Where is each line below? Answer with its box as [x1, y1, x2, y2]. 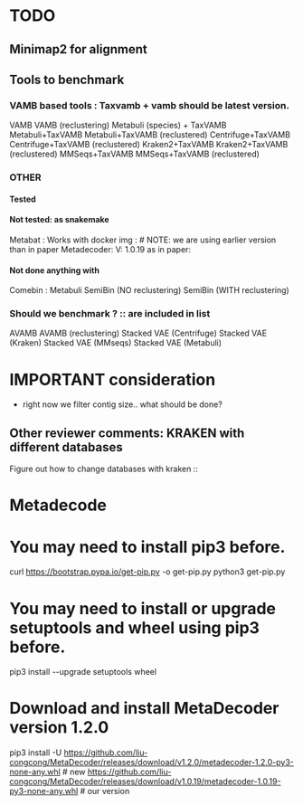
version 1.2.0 [9, 717, 109, 738]
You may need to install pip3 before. [9, 536, 286, 557]
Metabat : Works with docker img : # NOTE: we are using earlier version [9, 234, 277, 245]
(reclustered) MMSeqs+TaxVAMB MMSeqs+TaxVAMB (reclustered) [9, 148, 260, 159]
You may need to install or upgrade [9, 598, 277, 619]
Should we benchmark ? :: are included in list [9, 308, 211, 320]
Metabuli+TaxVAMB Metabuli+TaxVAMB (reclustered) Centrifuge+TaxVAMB [9, 129, 291, 140]
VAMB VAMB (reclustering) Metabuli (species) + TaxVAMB [9, 119, 227, 131]
